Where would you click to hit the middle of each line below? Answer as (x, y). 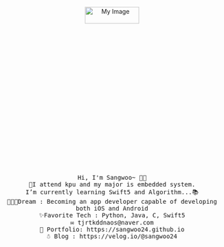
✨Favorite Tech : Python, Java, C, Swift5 (112, 215)
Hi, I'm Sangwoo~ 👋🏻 (112, 177)
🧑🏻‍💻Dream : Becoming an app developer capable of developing (112, 201)
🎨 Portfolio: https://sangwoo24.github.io (112, 230)
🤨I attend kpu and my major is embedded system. (112, 184)
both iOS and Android (112, 208)
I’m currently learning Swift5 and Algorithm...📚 (112, 192)
